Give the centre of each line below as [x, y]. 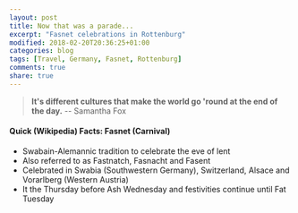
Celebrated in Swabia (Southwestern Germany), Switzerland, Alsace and [156, 170]
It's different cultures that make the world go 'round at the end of [154, 101]
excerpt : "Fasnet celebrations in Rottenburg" [98, 34]
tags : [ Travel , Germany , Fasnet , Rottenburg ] [95, 59]
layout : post [34, 17]
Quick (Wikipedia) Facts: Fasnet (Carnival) [90, 132]
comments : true [38, 68]
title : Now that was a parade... [72, 26]
